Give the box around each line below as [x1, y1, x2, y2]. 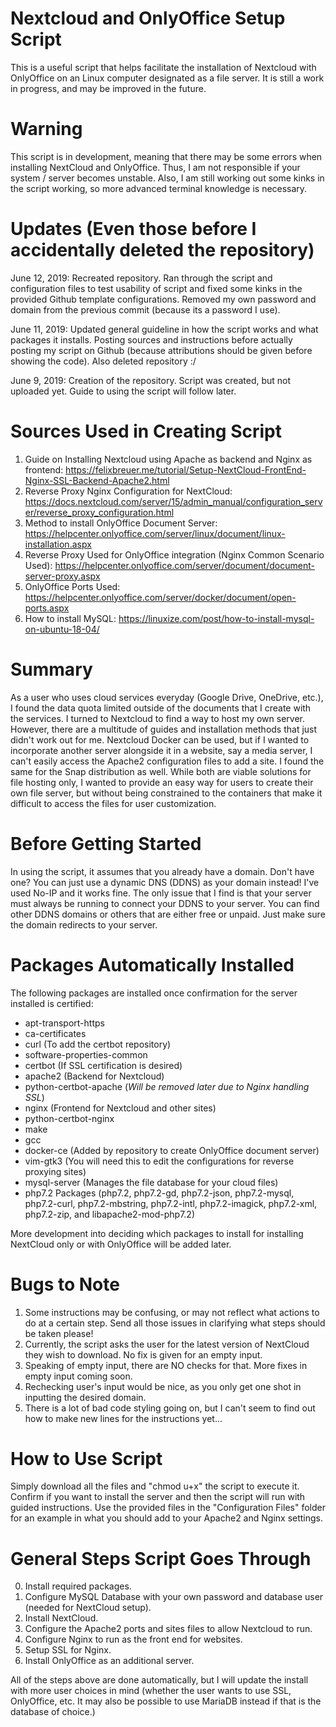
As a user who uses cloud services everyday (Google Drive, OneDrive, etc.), [10, 691, 324, 703]
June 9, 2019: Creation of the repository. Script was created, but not [10, 374, 292, 386]
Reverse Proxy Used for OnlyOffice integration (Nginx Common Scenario [24, 548, 325, 561]
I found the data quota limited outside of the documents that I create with [10, 702, 312, 714]
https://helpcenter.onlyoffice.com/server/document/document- [54, 559, 315, 571]
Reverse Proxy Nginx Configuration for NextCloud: [24, 485, 233, 497]
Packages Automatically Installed [10, 953, 295, 976]
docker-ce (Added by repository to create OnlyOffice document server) [24, 1144, 320, 1156]
